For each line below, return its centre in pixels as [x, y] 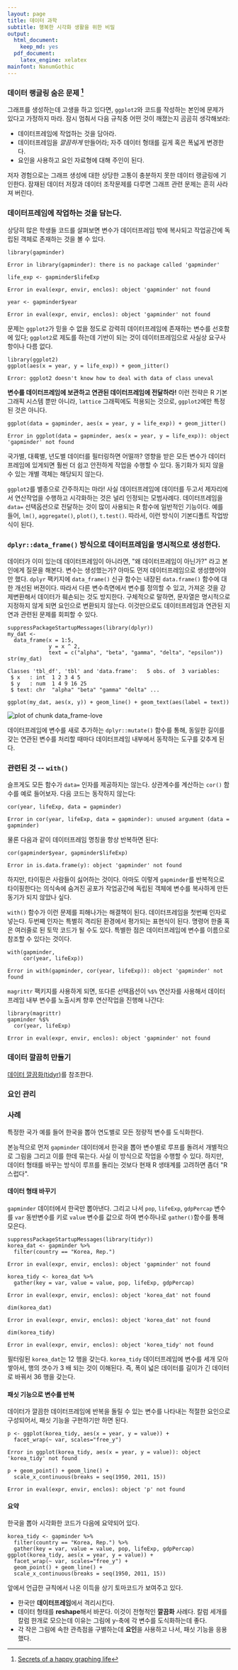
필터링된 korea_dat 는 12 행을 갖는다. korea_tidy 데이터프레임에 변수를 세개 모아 [118, 1359]
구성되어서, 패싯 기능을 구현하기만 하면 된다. [68, 1420]
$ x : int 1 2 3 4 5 [45, 677]
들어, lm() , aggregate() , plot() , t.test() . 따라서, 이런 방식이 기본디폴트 [109, 516]
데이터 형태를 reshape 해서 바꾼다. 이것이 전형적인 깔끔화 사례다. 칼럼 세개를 [123, 1612]
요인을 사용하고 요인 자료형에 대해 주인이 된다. [81, 160]
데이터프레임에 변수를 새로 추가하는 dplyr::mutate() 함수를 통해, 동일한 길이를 [116, 730]
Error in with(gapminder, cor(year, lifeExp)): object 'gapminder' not [115, 971]
